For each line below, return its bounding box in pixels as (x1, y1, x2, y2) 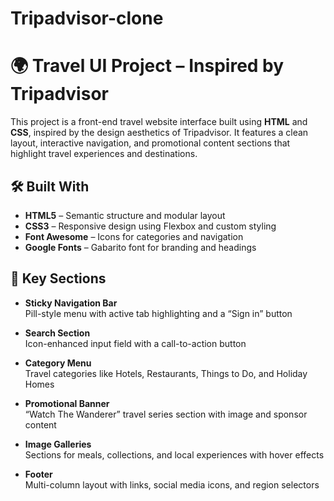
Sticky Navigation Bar (24, 297, 118, 309)
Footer (24, 468, 53, 480)
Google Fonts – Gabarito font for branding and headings (24, 241, 257, 253)
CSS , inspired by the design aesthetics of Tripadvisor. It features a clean (10, 127, 309, 139)
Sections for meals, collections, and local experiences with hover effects (24, 448, 325, 461)
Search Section (24, 327, 91, 339)
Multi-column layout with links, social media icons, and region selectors (24, 478, 320, 491)
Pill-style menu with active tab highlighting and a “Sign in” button (24, 307, 293, 319)
